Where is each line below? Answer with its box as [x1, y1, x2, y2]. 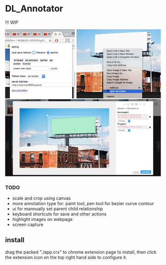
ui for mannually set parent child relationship [12, 206, 103, 212]
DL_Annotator [5, 3, 63, 14]
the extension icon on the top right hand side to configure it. [5, 254, 127, 260]
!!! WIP [5, 19, 19, 25]
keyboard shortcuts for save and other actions [12, 211, 107, 217]
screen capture [12, 221, 43, 227]
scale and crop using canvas [12, 195, 71, 201]
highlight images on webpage [12, 216, 73, 222]
